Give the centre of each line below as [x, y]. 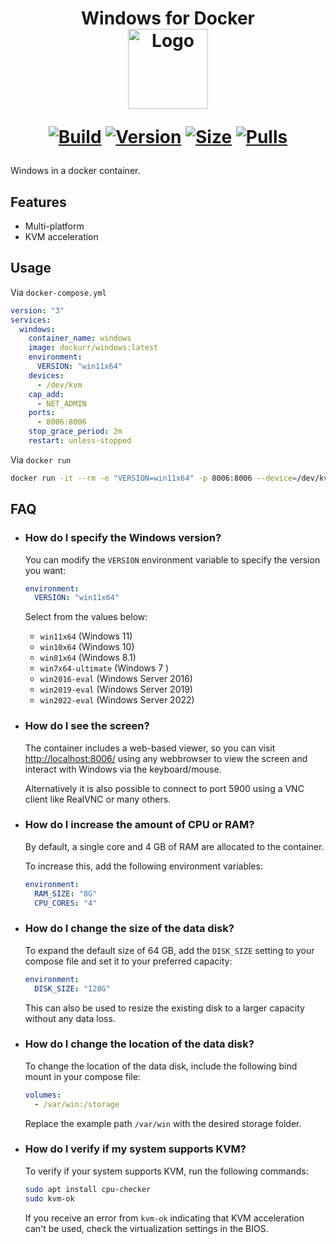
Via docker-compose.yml [58, 292]
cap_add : [46, 394]
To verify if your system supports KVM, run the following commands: [166, 1171]
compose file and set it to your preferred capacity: [128, 961]
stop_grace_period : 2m [75, 432]
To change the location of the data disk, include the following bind [161, 1066]
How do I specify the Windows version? [123, 538]
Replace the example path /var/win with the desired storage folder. [163, 1123]
